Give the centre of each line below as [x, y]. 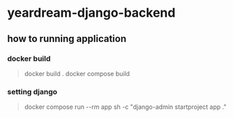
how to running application [67, 39]
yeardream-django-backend [91, 13]
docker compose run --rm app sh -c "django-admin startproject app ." [125, 107]
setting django [32, 91]
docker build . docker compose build [77, 73]
